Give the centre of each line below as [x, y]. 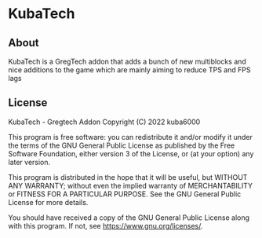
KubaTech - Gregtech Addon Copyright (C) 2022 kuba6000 [104, 122]
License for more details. [48, 202]
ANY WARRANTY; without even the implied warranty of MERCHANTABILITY [131, 185]
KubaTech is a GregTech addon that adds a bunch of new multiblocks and [127, 61]
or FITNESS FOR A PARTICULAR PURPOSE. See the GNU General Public [125, 194]
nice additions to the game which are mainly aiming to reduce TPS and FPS [129, 70]
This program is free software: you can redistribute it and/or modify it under [130, 137]
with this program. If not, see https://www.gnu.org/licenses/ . [106, 225]
